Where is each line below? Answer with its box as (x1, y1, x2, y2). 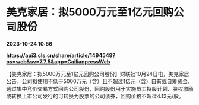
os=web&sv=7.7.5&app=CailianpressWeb (6, 58, 110, 65)
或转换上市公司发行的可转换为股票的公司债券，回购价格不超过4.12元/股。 (6, 93, 184, 100)
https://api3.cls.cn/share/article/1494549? (6, 52, 116, 59)
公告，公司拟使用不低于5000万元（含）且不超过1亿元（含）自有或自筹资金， (6, 78, 193, 85)
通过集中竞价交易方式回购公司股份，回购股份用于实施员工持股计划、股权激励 (6, 85, 194, 92)
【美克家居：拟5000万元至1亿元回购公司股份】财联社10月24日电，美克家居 (6, 70, 189, 77)
